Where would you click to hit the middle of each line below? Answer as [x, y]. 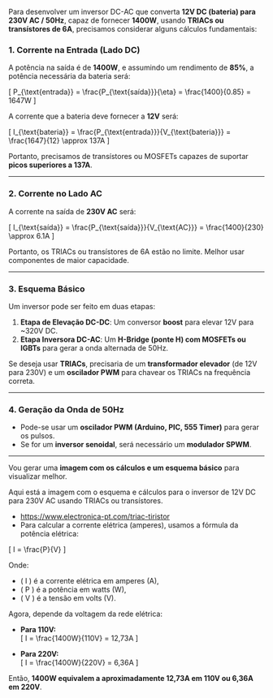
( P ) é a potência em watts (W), [73, 590]
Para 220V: [39, 654]
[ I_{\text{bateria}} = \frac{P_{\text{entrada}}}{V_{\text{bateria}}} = [120, 132]
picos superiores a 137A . [50, 165]
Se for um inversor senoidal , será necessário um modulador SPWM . [136, 445]
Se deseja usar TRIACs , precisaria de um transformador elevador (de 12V [133, 364]
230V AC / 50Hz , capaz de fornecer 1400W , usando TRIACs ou [116, 20]
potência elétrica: [49, 534]
